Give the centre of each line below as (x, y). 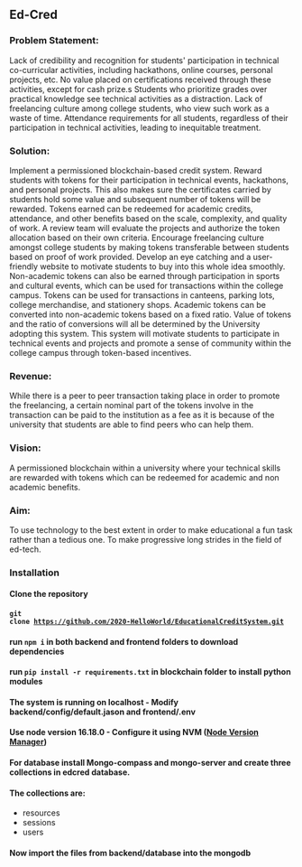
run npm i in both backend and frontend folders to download (124, 641)
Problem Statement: (54, 41)
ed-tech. (26, 549)
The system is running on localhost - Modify (94, 702)
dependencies (37, 651)
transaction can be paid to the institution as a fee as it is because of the (142, 415)
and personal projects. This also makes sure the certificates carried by (141, 190)
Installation (35, 573)
